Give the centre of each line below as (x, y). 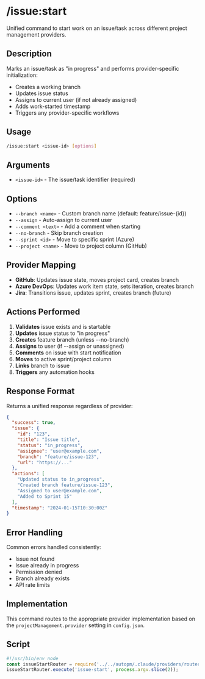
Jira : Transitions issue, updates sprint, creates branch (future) (93, 293)
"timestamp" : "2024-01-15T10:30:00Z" (60, 508)
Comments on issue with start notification (68, 353)
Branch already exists (42, 578)
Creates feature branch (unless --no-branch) (72, 339)
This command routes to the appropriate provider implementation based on (101, 619)
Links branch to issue (42, 365)
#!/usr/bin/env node (33, 658)
